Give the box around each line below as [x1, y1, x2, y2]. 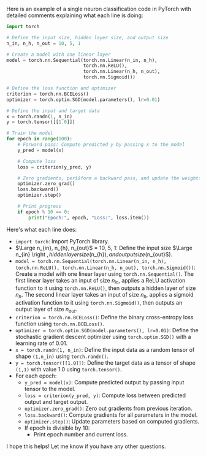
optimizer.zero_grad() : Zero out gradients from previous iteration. [24, 405, 193, 412]
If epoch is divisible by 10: [24, 424, 90, 431]
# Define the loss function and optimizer [6, 85, 116, 91]
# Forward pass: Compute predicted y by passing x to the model [17, 142, 185, 148]
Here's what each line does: [6, 226, 77, 233]
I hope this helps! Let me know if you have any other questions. [6, 443, 166, 450]
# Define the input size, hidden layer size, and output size [6, 34, 169, 40]
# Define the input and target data [6, 107, 100, 114]
